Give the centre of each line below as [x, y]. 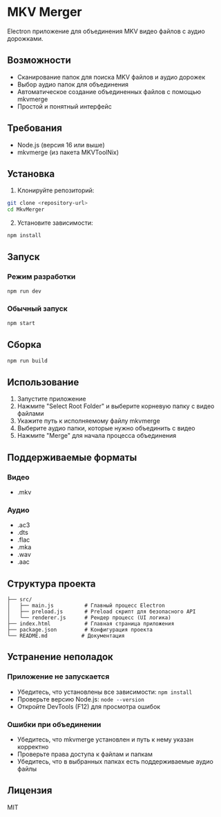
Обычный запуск [37, 309]
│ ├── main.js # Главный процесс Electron [86, 606]
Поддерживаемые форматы [72, 457]
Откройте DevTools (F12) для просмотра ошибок [89, 706]
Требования [35, 128]
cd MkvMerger [26, 210]
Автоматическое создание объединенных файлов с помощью [109, 91]
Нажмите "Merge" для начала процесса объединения [97, 436]
